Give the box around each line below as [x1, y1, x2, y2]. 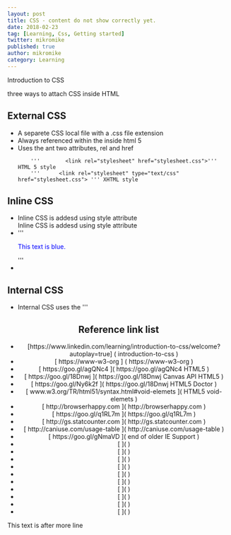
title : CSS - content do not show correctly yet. [7, 17, 157, 24]
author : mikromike [7, 50, 61, 57]
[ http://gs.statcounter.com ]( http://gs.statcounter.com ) [42, 418, 206, 425]
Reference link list [78, 323, 160, 336]
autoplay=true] [69, 350, 113, 358]
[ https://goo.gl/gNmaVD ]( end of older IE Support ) [48, 433, 200, 440]
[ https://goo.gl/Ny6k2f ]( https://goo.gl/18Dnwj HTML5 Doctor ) [30, 380, 218, 388]
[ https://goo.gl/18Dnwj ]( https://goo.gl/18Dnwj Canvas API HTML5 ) [24, 372, 224, 380]
